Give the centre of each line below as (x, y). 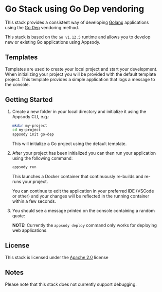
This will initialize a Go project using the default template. (69, 144)
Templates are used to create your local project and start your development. (81, 69)
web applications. (30, 230)
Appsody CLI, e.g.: (31, 116)
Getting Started (29, 100)
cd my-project (26, 130)
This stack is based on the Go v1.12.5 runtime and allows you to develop (78, 37)
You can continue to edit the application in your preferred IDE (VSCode (83, 191)
